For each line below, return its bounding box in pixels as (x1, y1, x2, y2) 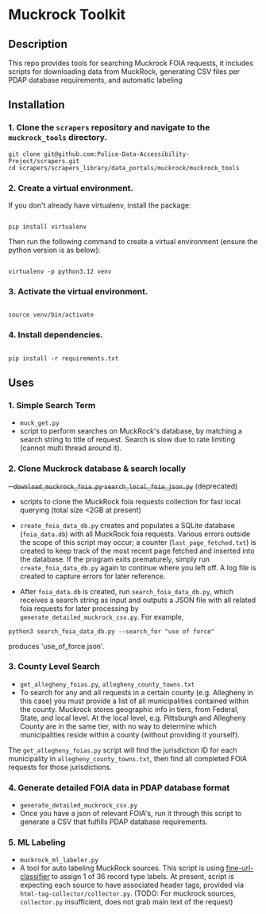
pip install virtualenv (8, 223, 87, 231)
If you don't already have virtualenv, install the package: (8, 200, 192, 210)
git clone (8, 150, 41, 158)
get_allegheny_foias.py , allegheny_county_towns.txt (19, 679, 195, 689)
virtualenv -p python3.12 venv (8, 267, 112, 275)
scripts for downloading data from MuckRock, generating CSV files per (8, 67, 241, 76)
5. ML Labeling (8, 837, 66, 848)
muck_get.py (19, 419, 60, 427)
